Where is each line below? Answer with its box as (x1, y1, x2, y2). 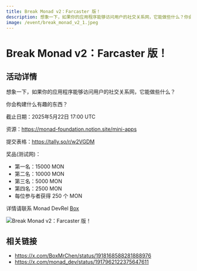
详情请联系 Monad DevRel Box (6, 205, 79, 212)
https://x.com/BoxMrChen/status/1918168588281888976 (14, 252, 151, 259)
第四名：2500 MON (14, 185, 63, 192)
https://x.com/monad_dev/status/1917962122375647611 (14, 259, 149, 266)
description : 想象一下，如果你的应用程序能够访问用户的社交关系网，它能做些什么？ (6, 14, 185, 20)
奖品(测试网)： (6, 151, 41, 158)
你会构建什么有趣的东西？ (6, 101, 68, 108)
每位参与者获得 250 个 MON (14, 192, 83, 199)
